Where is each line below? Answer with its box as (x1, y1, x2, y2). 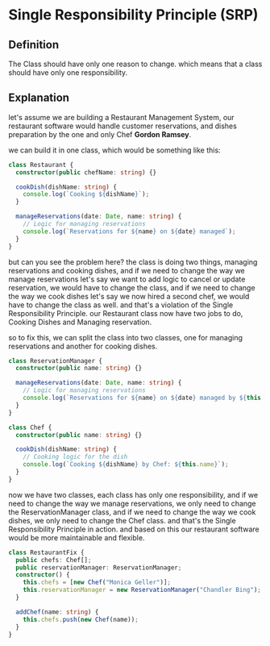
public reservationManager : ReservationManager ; (15, 563, 182, 572)
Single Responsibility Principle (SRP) (8, 6, 259, 24)
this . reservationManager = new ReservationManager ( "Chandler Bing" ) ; (23, 586, 262, 594)
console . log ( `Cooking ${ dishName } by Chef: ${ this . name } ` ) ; (23, 461, 229, 469)
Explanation (8, 91, 70, 105)
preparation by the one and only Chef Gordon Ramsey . (8, 129, 192, 139)
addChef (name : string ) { (15, 607, 99, 616)
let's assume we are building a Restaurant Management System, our (8, 112, 235, 122)
